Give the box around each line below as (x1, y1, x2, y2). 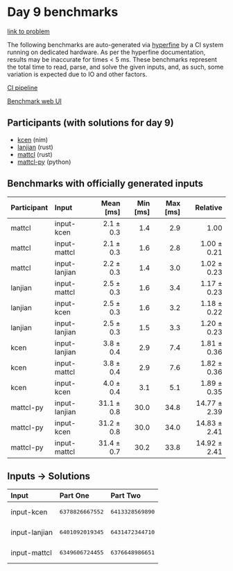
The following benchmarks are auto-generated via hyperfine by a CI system (7, 40, 224, 49)
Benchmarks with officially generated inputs (7, 178, 203, 189)
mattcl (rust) (17, 150, 53, 158)
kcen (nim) (17, 135, 49, 144)
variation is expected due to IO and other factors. (7, 70, 148, 78)
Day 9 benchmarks (7, 4, 119, 20)
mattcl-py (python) (17, 157, 71, 166)
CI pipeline (7, 83, 38, 92)
